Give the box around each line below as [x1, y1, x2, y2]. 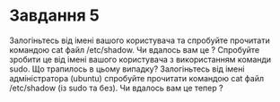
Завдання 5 [9, 5, 101, 26]
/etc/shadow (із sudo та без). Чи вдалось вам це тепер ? [9, 82, 223, 93]
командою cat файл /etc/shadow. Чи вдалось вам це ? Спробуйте [9, 44, 260, 55]
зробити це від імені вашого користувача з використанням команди [9, 54, 272, 64]
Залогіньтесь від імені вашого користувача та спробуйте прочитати [9, 35, 271, 46]
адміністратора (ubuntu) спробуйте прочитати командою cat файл [9, 72, 265, 83]
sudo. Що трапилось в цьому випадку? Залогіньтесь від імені [9, 64, 245, 74]
